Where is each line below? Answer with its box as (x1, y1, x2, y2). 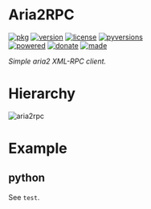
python (8, 171, 46, 185)
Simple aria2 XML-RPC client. (8, 56, 107, 66)
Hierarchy (8, 84, 76, 103)
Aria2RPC (8, 6, 75, 24)
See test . (8, 192, 40, 202)
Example (8, 139, 67, 158)
